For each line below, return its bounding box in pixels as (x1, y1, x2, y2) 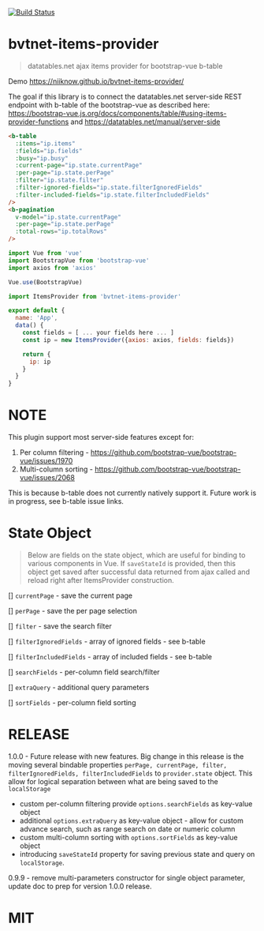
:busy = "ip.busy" (15, 154, 69, 162)
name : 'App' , (15, 314, 58, 322)
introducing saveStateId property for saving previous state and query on (19, 850, 255, 858)
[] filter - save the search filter (8, 621, 112, 631)
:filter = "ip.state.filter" (15, 176, 104, 185)
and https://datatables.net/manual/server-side (70, 117, 221, 126)
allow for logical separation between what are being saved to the (8, 777, 218, 786)
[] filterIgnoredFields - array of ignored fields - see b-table (8, 636, 206, 647)
